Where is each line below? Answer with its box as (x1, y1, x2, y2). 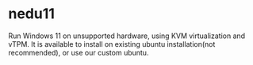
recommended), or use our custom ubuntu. (8, 48, 149, 57)
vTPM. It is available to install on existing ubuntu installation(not (8, 39, 216, 48)
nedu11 (8, 5, 56, 23)
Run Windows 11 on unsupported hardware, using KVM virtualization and (8, 31, 246, 40)
